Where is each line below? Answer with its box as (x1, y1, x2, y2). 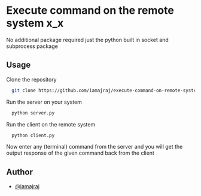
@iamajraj (14, 183, 40, 190)
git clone (11, 88, 36, 94)
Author (6, 167, 33, 177)
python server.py (11, 110, 55, 116)
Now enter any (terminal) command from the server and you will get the (6, 143, 183, 150)
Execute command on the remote (6, 4, 175, 17)
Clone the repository (6, 76, 57, 83)
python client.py (11, 132, 55, 138)
